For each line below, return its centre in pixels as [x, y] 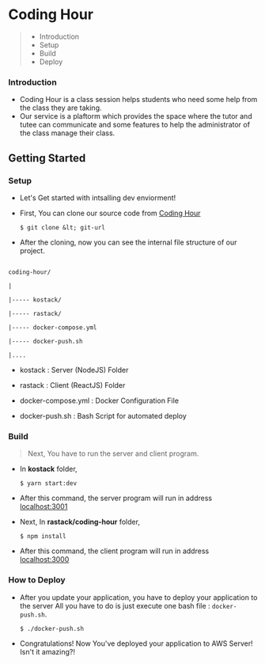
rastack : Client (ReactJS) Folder [72, 385]
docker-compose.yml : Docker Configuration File [99, 400]
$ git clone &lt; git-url [62, 227]
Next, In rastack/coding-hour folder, [80, 522]
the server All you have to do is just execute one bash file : [115, 605]
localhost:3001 [44, 507]
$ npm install [43, 537]
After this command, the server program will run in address [115, 498]
